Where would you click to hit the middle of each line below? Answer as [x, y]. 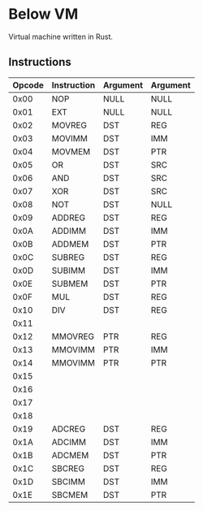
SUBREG [68, 257]
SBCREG [68, 468]
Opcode [28, 84]
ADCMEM [70, 455]
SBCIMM [68, 482]
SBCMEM [70, 495]
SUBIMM [69, 271]
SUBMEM [70, 284]
